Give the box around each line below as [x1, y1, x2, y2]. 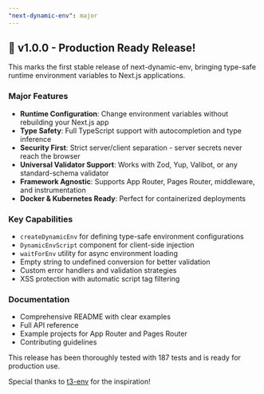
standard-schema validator [19, 168, 109, 178]
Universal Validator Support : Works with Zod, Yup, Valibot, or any [19, 160, 238, 169]
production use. [8, 361, 61, 371]
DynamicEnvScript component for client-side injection [19, 240, 195, 250]
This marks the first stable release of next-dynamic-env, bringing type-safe [8, 62, 257, 72]
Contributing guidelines [19, 337, 97, 347]
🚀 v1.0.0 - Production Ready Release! [8, 41, 196, 55]
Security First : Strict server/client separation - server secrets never [19, 143, 242, 152]
